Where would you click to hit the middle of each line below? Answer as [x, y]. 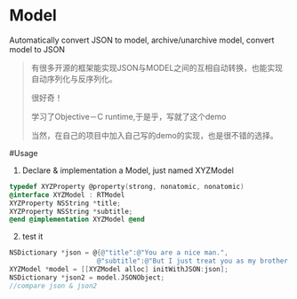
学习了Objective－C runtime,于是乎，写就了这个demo [128, 116]
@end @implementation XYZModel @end [77, 220]
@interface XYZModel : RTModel [67, 195]
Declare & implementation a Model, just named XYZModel [128, 170]
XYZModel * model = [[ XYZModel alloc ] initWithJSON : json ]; [119, 270]
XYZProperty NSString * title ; [65, 203]
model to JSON [37, 49]
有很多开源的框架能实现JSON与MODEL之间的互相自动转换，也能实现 [157, 67]
